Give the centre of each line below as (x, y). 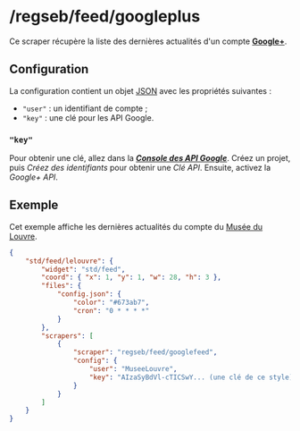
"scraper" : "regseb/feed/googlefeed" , (145, 352)
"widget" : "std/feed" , (83, 269)
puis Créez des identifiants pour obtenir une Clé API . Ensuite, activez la (140, 168)
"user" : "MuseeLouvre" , (133, 369)
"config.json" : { (89, 294)
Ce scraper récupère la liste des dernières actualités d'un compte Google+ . (148, 41)
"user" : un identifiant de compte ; (85, 108)
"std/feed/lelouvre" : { (70, 261)
